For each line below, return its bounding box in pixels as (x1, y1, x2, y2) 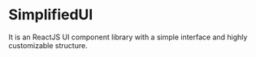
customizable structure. (8, 40, 88, 50)
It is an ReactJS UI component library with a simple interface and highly (8, 32, 248, 42)
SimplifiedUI (8, 6, 93, 24)
